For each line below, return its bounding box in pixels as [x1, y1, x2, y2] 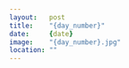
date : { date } [9, 29, 74, 38]
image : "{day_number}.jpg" [9, 37, 122, 47]
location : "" [9, 46, 58, 55]
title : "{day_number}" [9, 21, 105, 30]
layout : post [9, 12, 66, 22]
